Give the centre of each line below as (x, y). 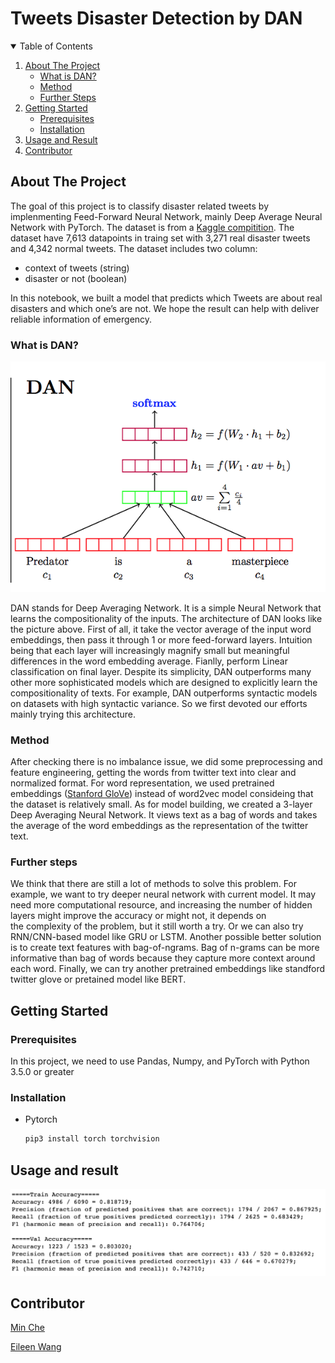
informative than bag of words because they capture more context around (163, 958)
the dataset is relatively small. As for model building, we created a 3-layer (161, 804)
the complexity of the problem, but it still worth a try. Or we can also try (157, 926)
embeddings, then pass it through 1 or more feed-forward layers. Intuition (161, 639)
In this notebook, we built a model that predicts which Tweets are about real (166, 298)
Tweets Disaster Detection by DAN (156, 18)
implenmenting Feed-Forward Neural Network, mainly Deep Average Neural (166, 216)
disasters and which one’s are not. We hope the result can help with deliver (165, 308)
